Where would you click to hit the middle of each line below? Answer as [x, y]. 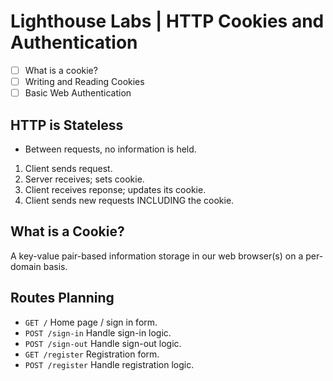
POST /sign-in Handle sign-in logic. [98, 332]
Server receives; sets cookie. [84, 179]
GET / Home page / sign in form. [91, 322]
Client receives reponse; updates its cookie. [115, 189]
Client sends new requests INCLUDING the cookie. [129, 200]
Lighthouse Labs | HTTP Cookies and [167, 21]
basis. [55, 266]
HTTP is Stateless [67, 125]
